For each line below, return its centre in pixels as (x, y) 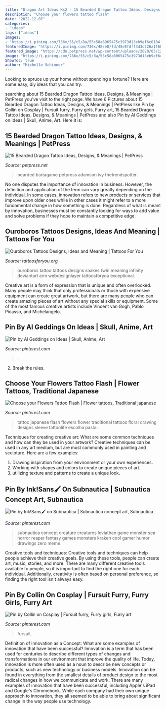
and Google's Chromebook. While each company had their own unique (77, 691)
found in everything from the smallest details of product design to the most (82, 675)
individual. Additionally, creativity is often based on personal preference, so (82, 574)
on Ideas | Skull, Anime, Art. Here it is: (44, 120)
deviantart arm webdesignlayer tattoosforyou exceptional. (76, 275)
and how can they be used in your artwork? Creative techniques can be (78, 442)
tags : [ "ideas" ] (22, 33)
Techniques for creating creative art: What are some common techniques (80, 437)
